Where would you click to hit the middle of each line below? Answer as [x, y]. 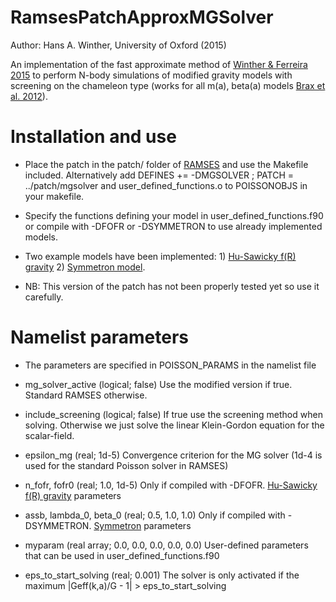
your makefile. [54, 196]
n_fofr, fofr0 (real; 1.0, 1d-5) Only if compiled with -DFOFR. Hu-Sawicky [171, 485]
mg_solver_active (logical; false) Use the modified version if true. [158, 384]
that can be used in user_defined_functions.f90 [122, 555]
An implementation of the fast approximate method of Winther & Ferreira [159, 64]
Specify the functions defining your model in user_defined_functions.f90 [174, 215]
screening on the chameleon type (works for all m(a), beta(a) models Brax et [168, 85]
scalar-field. [49, 435]
